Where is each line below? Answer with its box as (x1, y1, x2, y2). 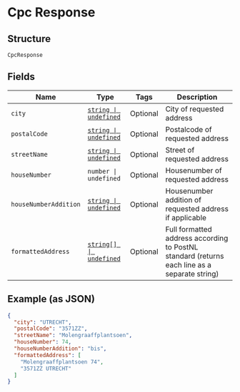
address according (165, 233, 229, 243)
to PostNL (165, 242, 199, 252)
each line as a (165, 259, 212, 269)
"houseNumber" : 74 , (14, 339, 72, 346)
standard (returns (165, 251, 224, 261)
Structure (7, 33, 51, 45)
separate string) (165, 269, 219, 279)
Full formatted (165, 224, 212, 234)
